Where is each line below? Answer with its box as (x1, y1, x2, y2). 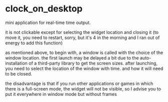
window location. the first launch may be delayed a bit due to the (5, 54, 139, 60)
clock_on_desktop (5, 3, 83, 14)
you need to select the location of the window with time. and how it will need (5, 65, 163, 71)
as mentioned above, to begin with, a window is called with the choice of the (5, 49, 163, 55)
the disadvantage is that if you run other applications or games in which (5, 80, 153, 86)
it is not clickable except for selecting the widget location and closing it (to (5, 29, 159, 35)
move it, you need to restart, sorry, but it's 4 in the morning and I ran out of (5, 34, 160, 40)
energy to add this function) (5, 39, 63, 45)
